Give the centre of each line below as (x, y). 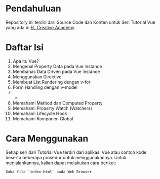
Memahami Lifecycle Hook (40, 113)
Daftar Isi (25, 48)
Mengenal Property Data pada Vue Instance (58, 66)
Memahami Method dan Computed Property (58, 103)
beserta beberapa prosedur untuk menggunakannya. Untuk (66, 157)
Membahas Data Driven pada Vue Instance (56, 72)
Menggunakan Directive (37, 76)
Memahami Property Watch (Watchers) (53, 108)
